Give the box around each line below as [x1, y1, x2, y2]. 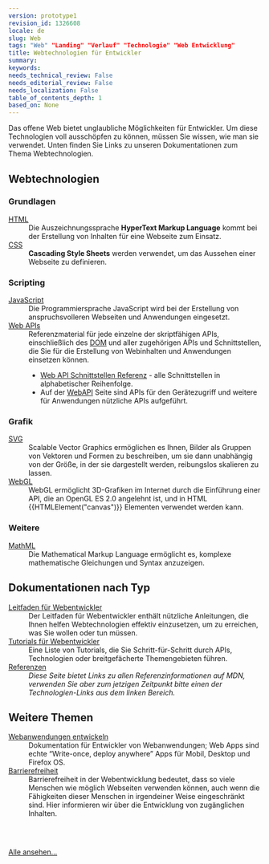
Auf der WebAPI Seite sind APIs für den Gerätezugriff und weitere [39, 387, 258, 397]
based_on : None [8, 101, 59, 109]
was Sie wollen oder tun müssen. [28, 627, 138, 638]
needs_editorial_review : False [8, 79, 113, 87]
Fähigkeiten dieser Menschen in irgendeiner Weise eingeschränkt [28, 792, 245, 801]
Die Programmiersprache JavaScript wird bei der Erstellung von [28, 304, 239, 314]
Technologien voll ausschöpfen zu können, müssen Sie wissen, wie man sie [8, 132, 259, 141]
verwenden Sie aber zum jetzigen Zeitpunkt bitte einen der [28, 679, 222, 688]
